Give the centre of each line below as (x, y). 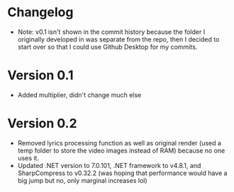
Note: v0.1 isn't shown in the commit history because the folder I (111, 32)
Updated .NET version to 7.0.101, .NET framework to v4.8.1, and (109, 165)
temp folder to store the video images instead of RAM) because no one (121, 150)
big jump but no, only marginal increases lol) (82, 180)
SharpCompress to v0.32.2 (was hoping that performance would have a (122, 173)
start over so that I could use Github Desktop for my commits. (107, 47)
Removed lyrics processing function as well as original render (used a (119, 143)
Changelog (40, 12)
